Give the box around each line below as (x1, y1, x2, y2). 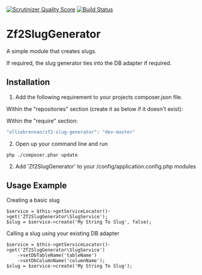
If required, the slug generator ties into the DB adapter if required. (6, 59, 172, 67)
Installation (6, 77, 50, 88)
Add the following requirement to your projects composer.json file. (15, 93, 182, 100)
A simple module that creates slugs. (6, 47, 97, 55)
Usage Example (6, 181, 67, 191)
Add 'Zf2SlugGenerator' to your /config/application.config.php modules (15, 162, 196, 170)
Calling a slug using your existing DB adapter (6, 230, 119, 237)
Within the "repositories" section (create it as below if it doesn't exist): (6, 105, 184, 113)
